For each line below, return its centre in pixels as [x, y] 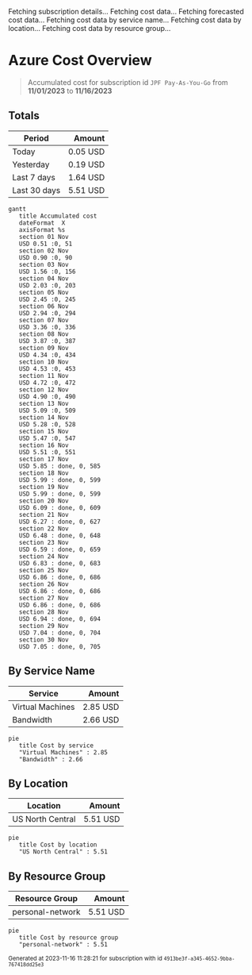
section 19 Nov [44, 487]
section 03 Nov [44, 264]
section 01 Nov [44, 237]
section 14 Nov [44, 417]
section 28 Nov [44, 612]
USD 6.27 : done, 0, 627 [60, 522]
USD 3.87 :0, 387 [48, 341]
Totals [24, 116]
